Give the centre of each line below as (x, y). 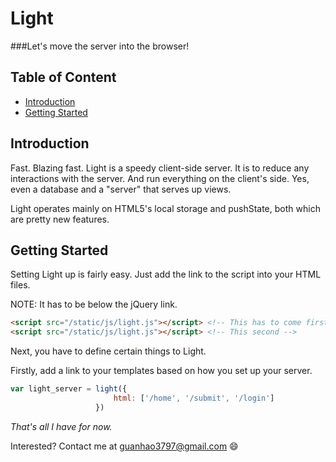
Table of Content (63, 77)
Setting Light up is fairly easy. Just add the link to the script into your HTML (166, 274)
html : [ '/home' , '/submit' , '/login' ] (194, 398)
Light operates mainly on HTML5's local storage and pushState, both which (165, 208)
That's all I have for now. (61, 426)
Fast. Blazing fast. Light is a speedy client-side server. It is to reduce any (160, 168)
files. (20, 285)
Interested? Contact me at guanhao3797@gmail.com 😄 (124, 446)
